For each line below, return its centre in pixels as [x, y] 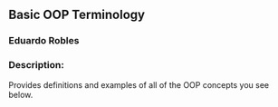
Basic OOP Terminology [77, 15]
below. [21, 94]
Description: [36, 65]
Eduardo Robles [44, 41]
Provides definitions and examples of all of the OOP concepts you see [139, 84]
